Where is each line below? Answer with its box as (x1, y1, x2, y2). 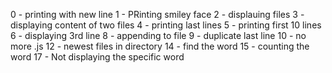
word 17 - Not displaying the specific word (10, 51, 185, 63)
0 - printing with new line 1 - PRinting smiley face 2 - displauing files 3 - (10, 9, 305, 20)
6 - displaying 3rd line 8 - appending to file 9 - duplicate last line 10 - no (10, 30, 307, 41)
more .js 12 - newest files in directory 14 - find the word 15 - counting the (10, 40, 310, 52)
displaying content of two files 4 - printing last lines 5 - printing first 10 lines (10, 19, 322, 31)
